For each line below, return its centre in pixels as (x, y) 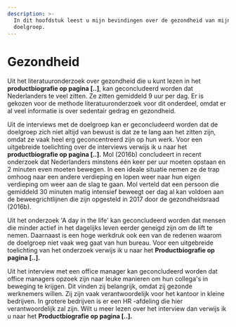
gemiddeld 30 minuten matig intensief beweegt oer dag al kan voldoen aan (116, 192)
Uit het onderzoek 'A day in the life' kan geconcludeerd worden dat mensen (117, 220)
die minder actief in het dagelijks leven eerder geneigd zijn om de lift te (110, 228)
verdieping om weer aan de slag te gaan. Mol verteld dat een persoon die (113, 184)
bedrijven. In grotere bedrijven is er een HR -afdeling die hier (95, 301)
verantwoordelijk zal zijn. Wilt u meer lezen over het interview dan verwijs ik (117, 309)
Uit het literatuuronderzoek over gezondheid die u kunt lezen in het (104, 81)
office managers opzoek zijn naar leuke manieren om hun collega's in (108, 279)
